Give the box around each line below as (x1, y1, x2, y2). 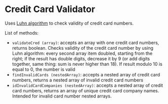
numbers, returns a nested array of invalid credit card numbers (12, 77, 144, 83)
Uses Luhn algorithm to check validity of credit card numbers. (5, 20, 134, 26)
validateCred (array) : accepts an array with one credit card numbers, (12, 39, 159, 46)
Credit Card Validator (5, 4, 96, 15)
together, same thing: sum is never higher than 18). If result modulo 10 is (12, 61, 162, 67)
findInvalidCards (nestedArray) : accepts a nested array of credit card (12, 71, 160, 77)
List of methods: (5, 30, 39, 36)
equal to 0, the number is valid (12, 66, 75, 72)
